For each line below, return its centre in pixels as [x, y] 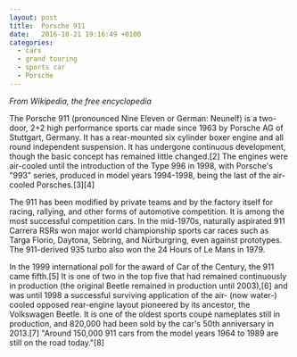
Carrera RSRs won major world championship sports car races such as [139, 230]
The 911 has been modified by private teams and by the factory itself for [141, 202]
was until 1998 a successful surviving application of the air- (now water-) [144, 295]
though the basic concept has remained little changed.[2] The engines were [148, 156]
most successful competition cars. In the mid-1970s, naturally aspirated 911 [147, 220]
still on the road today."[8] [57, 342]
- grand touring [47, 59]
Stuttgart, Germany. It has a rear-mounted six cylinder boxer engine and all [146, 137]
